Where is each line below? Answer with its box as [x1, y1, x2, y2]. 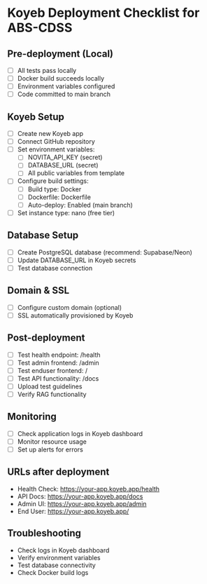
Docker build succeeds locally [17, 74, 105, 83]
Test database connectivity [17, 561, 96, 569]
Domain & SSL [7, 285, 70, 297]
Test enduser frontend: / [17, 366, 88, 374]
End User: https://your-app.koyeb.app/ [17, 507, 129, 515]
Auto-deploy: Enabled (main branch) [27, 201, 133, 209]
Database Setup [7, 229, 79, 241]
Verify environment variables [17, 553, 101, 562]
